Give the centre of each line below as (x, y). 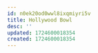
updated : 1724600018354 (41, 33)
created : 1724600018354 (41, 39)
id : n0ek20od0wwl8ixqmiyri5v (49, 13)
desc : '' (20, 26)
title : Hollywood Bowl (40, 20)
